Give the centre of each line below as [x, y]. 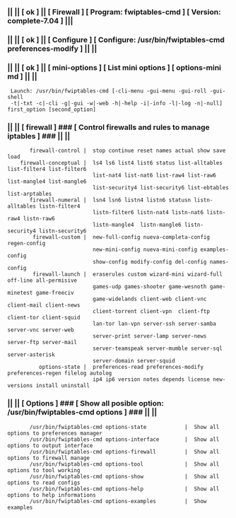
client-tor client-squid [44, 318]
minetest [20, 293]
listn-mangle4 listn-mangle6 [137, 225]
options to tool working [44, 470]
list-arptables [30, 194]
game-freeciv [55, 293]
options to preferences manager [55, 433]
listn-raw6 [39, 219]
